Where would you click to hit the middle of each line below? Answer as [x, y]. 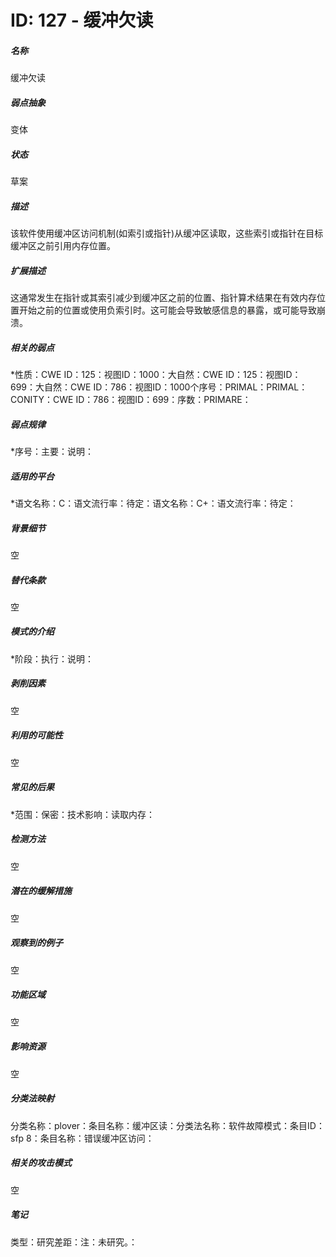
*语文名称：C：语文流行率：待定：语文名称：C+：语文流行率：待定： [153, 503]
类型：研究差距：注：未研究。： [74, 1242]
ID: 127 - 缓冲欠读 [82, 20]
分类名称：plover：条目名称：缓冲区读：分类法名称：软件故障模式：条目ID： [167, 1125]
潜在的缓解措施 [41, 891]
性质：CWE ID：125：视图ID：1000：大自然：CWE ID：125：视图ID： [158, 374]
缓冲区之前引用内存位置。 [63, 246]
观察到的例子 [36, 943]
